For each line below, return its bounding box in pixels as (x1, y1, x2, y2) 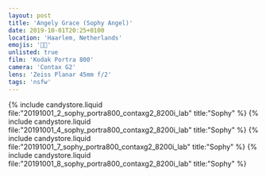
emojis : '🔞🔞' (8, 41, 52, 49)
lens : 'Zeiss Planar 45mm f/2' (8, 71, 112, 78)
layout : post (8, 11, 52, 20)
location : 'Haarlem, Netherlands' (8, 33, 123, 42)
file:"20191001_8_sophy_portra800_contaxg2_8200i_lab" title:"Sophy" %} (8, 159, 247, 168)
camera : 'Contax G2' (8, 63, 77, 71)
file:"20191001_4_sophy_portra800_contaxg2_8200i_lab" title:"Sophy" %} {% (8, 124, 259, 135)
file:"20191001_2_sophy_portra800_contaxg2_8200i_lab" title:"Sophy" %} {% (8, 108, 260, 117)
